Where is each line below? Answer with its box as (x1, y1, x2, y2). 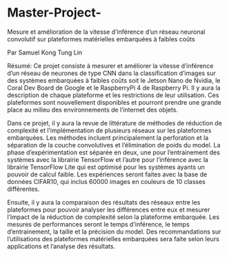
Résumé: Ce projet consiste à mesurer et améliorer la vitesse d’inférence (7, 61, 214, 70)
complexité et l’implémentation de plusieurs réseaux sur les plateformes (7, 126, 212, 134)
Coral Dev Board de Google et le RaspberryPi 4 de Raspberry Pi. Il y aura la (7, 83, 221, 92)
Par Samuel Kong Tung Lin (7, 48, 83, 56)
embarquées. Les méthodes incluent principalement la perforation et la (7, 133, 209, 142)
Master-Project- (7, 5, 101, 21)
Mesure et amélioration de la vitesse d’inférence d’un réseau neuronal (7, 28, 206, 36)
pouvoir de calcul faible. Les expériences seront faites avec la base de (7, 170, 208, 178)
